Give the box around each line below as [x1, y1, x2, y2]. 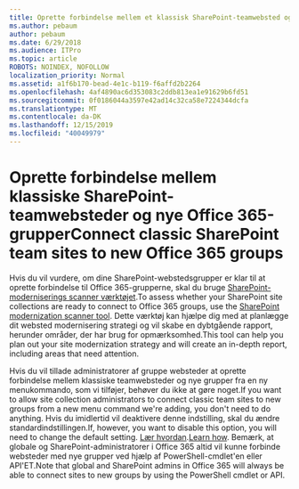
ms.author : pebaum [9, 21, 77, 30]
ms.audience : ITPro [9, 46, 82, 55]
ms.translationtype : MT [9, 104, 98, 113]
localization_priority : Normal [9, 71, 125, 80]
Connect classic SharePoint [69, 224, 279, 245]
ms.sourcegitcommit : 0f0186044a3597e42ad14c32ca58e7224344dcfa [9, 95, 249, 105]
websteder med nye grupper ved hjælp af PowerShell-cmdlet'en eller [9, 451, 263, 461]
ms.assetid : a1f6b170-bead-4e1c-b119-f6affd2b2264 [9, 79, 201, 88]
